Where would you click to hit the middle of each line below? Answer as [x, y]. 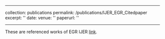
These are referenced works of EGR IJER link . [51, 32]
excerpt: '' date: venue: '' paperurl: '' [42, 18]
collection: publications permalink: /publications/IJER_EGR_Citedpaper [76, 12]
